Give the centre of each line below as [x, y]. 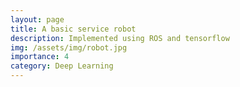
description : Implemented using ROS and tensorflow [120, 38]
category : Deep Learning [62, 66]
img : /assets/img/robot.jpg [69, 47]
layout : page [37, 19]
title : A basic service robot [73, 29]
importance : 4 [40, 57]
